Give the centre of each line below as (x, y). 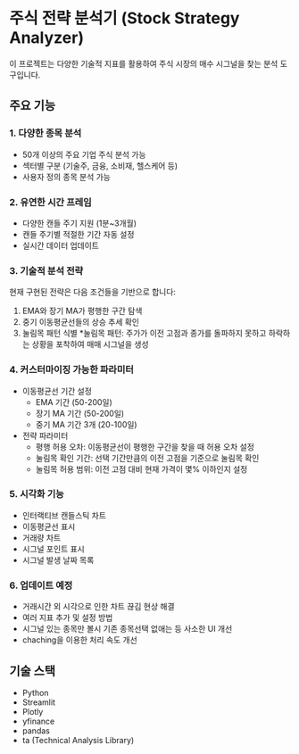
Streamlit (39, 702)
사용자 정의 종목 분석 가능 (66, 177)
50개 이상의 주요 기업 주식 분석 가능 (84, 154)
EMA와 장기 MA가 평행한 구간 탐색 (82, 311)
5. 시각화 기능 (37, 494)
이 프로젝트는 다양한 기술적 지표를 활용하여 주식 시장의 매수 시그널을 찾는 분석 (144, 63)
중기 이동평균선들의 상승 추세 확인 (81, 322)
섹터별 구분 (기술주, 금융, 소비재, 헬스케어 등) (100, 165)
